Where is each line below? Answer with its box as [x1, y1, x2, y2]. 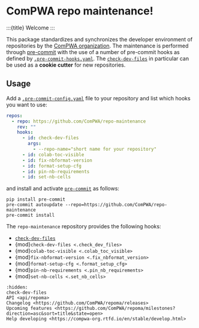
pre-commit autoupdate [6, 202, 63, 208]
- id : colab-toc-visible [22, 151, 85, 157]
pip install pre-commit [6, 196, 66, 202]
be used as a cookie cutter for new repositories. [6, 61, 126, 68]
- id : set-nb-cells [22, 174, 71, 180]
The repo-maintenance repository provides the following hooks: [6, 223, 161, 230]
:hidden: [6, 284, 28, 291]
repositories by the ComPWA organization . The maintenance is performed [6, 42, 189, 49]
